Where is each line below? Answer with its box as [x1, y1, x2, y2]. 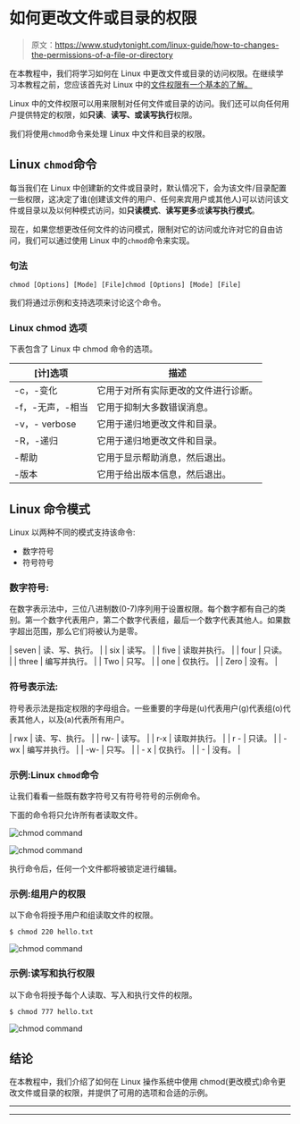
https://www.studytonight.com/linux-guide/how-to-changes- [54, 39, 279, 50]
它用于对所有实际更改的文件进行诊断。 [96, 385, 259, 397]
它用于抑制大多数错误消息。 [96, 401, 214, 414]
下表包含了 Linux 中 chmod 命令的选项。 [9, 343, 158, 354]
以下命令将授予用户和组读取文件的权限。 [9, 909, 158, 921]
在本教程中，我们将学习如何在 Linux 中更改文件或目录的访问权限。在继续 [9, 68, 277, 79]
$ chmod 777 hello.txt [9, 1007, 94, 1016]
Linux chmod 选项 [9, 321, 87, 334]
